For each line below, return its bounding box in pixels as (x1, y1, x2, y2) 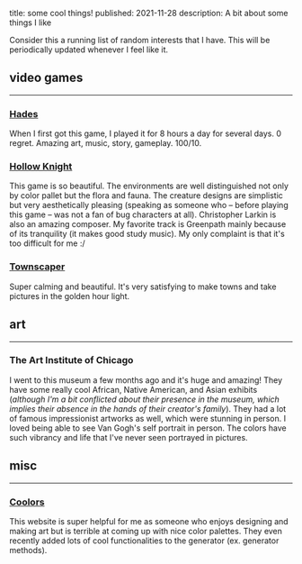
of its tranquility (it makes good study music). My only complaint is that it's (9, 229, 285, 240)
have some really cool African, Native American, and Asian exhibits (9, 384, 258, 395)
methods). (9, 544, 48, 555)
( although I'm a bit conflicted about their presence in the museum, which (9, 394, 280, 405)
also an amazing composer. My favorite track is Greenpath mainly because (9, 219, 287, 230)
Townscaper (9, 260, 66, 273)
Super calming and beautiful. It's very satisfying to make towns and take (9, 281, 277, 292)
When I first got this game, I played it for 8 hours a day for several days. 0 (9, 128, 281, 139)
